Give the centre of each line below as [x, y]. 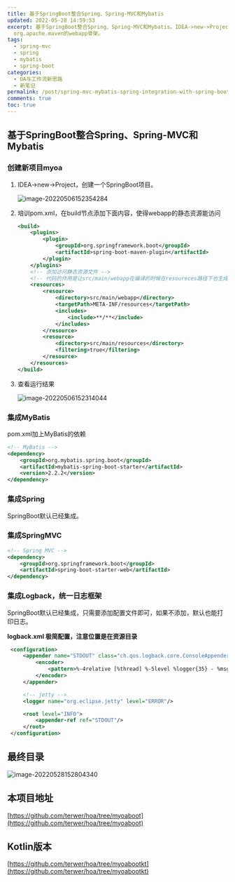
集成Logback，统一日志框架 [55, 596]
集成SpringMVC [35, 536]
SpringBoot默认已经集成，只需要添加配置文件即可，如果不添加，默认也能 [112, 612]
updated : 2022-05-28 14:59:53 [51, 20]
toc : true [22, 105]
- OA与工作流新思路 [38, 79]
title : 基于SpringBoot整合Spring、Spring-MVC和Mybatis [86, 14]
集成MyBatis [29, 417]
